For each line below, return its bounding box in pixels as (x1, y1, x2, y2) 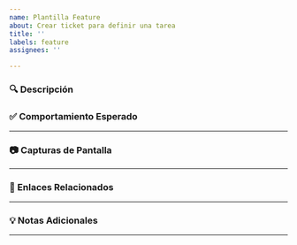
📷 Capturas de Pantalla (9, 144, 112, 157)
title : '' (9, 29, 46, 38)
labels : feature (9, 37, 69, 47)
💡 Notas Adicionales (9, 214, 99, 226)
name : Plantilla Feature (9, 12, 101, 22)
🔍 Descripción (9, 83, 73, 96)
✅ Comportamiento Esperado (9, 110, 139, 122)
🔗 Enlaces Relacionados (9, 180, 114, 193)
